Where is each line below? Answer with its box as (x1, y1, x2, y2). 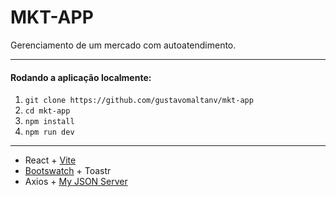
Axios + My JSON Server (24, 176, 128, 188)
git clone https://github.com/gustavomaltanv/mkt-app (24, 96, 254, 106)
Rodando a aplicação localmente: (10, 71, 152, 83)
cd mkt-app (24, 106, 71, 116)
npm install (24, 117, 75, 127)
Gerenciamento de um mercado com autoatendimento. (10, 39, 237, 51)
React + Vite (24, 154, 77, 166)
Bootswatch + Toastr (24, 165, 112, 177)
